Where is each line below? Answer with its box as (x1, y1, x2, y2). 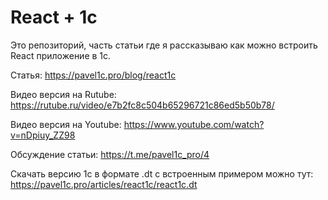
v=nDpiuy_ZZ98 (10, 129, 76, 141)
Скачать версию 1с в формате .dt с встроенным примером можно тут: (10, 167, 314, 180)
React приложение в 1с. (10, 49, 112, 61)
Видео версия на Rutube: (10, 88, 117, 100)
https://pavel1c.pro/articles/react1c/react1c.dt (10, 178, 198, 190)
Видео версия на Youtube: (10, 118, 122, 130)
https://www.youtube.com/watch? (123, 118, 265, 130)
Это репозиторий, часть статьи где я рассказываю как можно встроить (10, 39, 318, 51)
